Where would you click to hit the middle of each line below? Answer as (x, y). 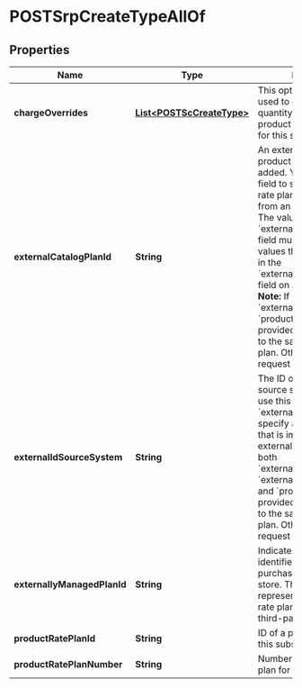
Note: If (274, 296)
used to (274, 101)
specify (273, 423)
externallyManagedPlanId (71, 584)
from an (274, 206)
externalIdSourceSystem (68, 457)
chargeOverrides (51, 113)
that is (271, 435)
